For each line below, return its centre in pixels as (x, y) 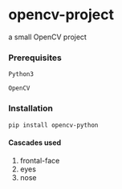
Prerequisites (35, 58)
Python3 (21, 74)
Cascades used (35, 143)
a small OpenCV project (47, 37)
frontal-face (40, 160)
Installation (31, 108)
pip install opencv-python (53, 125)
